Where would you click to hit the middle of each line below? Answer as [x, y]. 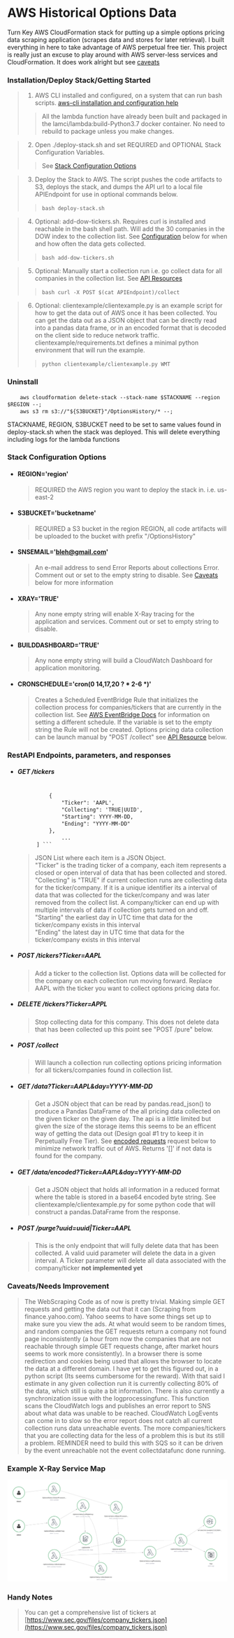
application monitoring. [68, 668]
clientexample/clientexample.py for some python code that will [125, 1205]
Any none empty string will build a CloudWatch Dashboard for [124, 660]
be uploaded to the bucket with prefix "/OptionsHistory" [115, 536]
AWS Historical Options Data [92, 13]
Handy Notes [30, 1597]
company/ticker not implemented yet [89, 1268]
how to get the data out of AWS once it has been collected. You [126, 313]
